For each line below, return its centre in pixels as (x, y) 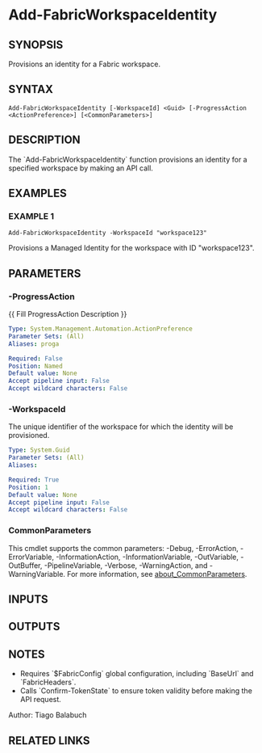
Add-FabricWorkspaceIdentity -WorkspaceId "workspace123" (108, 233)
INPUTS (28, 599)
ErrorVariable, (31, 557)
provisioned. (29, 435)
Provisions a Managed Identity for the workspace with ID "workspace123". (132, 248)
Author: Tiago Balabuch (48, 715)
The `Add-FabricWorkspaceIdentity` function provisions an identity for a (128, 159)
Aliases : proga (34, 344)
